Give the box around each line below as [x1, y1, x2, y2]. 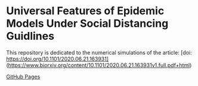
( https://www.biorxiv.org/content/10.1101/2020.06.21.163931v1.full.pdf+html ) [6, 61, 192, 69]
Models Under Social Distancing [6, 17, 169, 30]
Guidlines [6, 30, 55, 43]
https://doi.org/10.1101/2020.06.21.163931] [6, 55, 109, 62]
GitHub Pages [6, 73, 41, 80]
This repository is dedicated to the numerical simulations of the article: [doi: [6, 49, 192, 56]
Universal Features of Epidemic [6, 4, 165, 18]
